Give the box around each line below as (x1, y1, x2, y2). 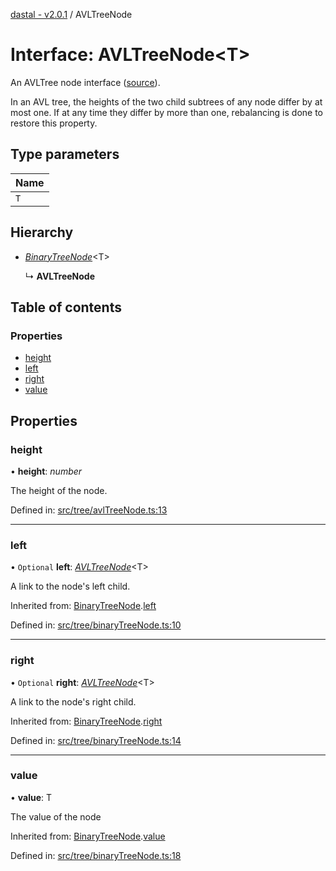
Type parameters (10, 146, 120, 163)
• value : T (10, 791, 53, 803)
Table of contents (10, 299, 122, 316)
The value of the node (10, 810, 102, 823)
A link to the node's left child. (10, 580, 131, 593)
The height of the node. (10, 484, 108, 496)
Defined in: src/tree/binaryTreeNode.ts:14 (10, 734, 182, 746)
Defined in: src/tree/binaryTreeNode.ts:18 (10, 849, 182, 861)
